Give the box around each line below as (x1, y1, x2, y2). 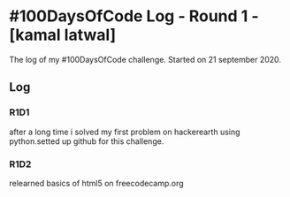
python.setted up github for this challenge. (9, 135, 164, 147)
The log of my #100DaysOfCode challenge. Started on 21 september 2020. (9, 54, 281, 64)
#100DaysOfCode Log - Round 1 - (9, 6, 259, 27)
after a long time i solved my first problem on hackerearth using (9, 126, 240, 137)
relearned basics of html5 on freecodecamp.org (9, 178, 184, 188)
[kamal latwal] (9, 25, 117, 45)
